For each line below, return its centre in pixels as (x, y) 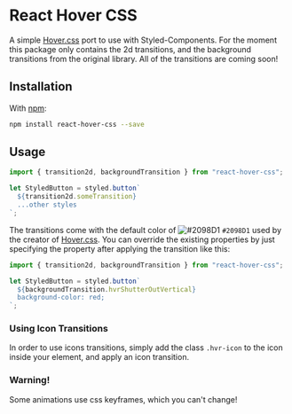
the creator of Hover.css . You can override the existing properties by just (142, 239)
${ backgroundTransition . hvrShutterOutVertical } (107, 289)
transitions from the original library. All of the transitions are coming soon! (144, 59)
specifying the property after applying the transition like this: (120, 248)
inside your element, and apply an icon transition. (99, 357)
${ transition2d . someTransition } (77, 197)
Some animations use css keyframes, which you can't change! (123, 399)
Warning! (30, 380)
